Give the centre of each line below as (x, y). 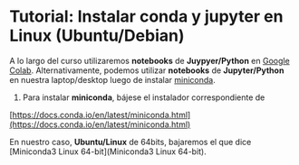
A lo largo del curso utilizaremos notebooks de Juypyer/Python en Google (149, 60)
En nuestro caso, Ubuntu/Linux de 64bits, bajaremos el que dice (130, 142)
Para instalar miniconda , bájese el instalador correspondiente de (144, 97)
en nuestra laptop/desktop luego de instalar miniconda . (112, 79)
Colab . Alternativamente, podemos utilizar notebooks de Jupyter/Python (147, 70)
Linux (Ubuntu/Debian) (97, 36)
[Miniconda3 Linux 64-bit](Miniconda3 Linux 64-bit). (108, 151)
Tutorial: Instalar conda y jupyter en (146, 17)
